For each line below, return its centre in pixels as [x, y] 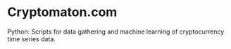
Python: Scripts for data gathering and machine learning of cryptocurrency [116, 31]
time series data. [32, 38]
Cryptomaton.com [62, 12]
